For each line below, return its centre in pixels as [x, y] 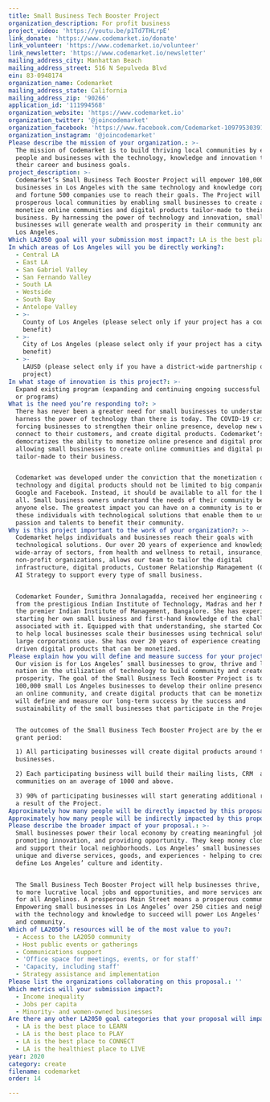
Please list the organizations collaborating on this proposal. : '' [125, 982]
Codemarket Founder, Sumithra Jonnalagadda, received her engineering [136, 596]
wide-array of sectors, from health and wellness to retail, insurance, [140, 553]
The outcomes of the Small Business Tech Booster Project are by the [134, 730]
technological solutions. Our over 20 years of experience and [123, 545]
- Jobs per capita [47, 1004]
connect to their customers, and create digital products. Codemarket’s [140, 434]
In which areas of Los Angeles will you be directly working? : [117, 247]
